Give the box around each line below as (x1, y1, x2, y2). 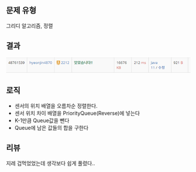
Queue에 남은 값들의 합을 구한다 (14, 124, 89, 131)
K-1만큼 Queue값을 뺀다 (14, 116, 70, 124)
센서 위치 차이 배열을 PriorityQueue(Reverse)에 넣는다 (14, 109, 140, 116)
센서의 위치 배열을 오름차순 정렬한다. (14, 102, 98, 109)
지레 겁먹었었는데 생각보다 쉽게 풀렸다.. (6, 160, 95, 167)
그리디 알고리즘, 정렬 (6, 22, 53, 29)
